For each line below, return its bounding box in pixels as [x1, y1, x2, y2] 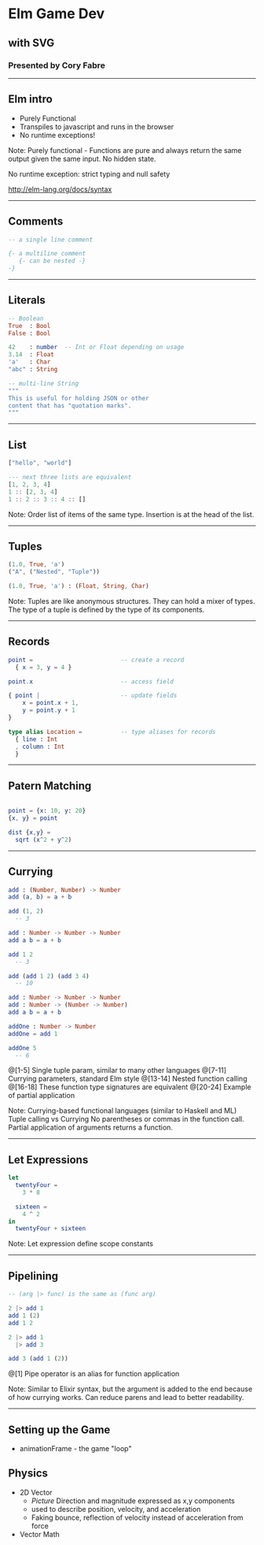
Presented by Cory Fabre [8, 60, 106, 71]
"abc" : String [8, 366, 58, 374]
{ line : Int [15, 735, 58, 743]
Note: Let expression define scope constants [8, 1239, 153, 1249]
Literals [8, 293, 46, 307]
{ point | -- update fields [8, 691, 178, 700]
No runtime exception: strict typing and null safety [8, 169, 170, 178]
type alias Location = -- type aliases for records [8, 728, 216, 735]
